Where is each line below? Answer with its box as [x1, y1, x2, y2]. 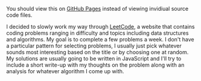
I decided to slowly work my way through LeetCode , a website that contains [6, 23, 195, 30]
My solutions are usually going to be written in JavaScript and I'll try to [6, 55, 182, 62]
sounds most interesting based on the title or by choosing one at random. [6, 49, 189, 56]
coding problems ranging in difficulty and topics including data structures [6, 29, 189, 37]
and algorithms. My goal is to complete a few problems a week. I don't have [6, 36, 194, 43]
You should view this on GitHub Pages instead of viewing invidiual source [6, 5, 189, 12]
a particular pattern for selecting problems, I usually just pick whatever [6, 42, 182, 49]
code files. [6, 11, 33, 19]
